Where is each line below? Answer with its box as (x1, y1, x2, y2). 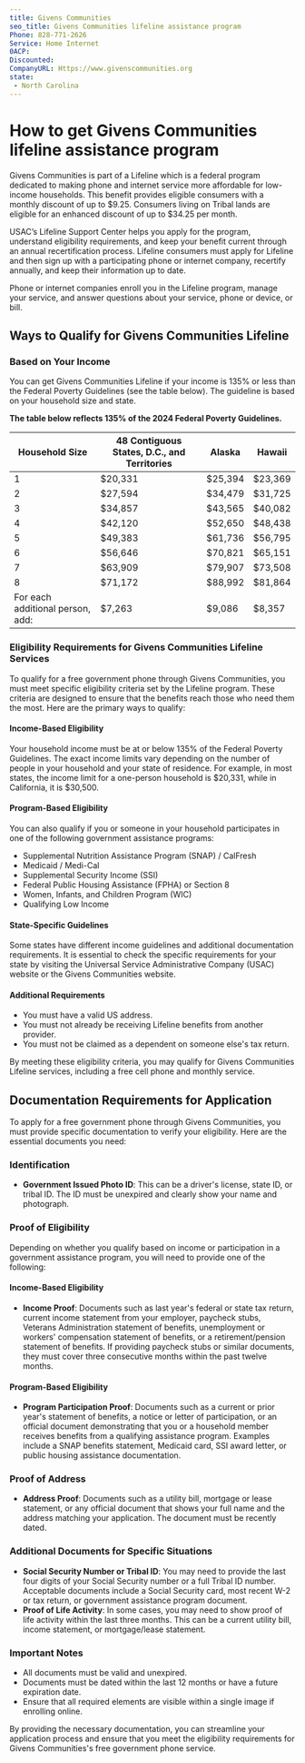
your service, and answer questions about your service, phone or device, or (9, 292, 293, 303)
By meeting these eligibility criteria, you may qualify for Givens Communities (9, 1057, 295, 1068)
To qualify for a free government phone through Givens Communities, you (9, 673, 286, 684)
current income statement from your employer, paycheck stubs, (22, 1312, 261, 1322)
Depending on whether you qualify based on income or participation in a (9, 1241, 280, 1252)
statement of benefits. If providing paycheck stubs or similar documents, (22, 1341, 295, 1352)
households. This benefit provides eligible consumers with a (39, 188, 265, 200)
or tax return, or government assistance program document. (22, 1595, 248, 1606)
